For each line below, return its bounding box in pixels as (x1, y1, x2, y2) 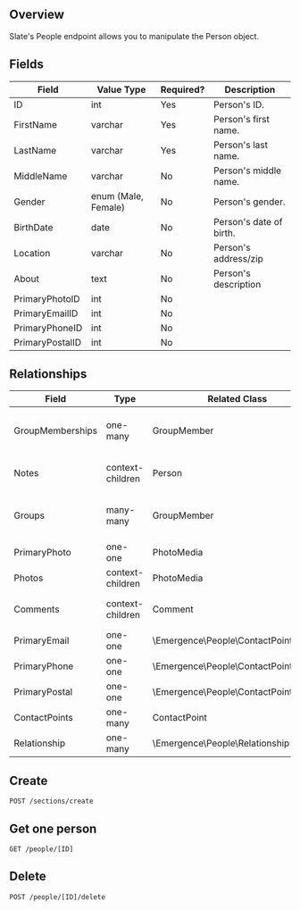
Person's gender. (212, 196, 286, 208)
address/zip (212, 252, 263, 264)
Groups (13, 509, 45, 522)
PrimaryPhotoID (13, 292, 80, 305)
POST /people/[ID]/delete (9, 892, 105, 901)
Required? (160, 83, 205, 96)
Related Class (207, 393, 268, 405)
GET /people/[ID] (9, 845, 74, 854)
